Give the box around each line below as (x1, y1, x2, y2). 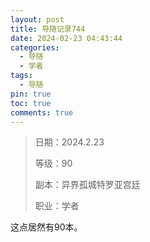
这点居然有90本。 (10, 221, 83, 233)
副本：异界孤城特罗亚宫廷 (34, 179, 141, 191)
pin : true (10, 89, 52, 99)
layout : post (10, 14, 65, 25)
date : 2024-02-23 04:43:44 (10, 33, 123, 43)
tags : (10, 71, 33, 81)
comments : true (10, 107, 74, 118)
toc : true (10, 98, 52, 108)
